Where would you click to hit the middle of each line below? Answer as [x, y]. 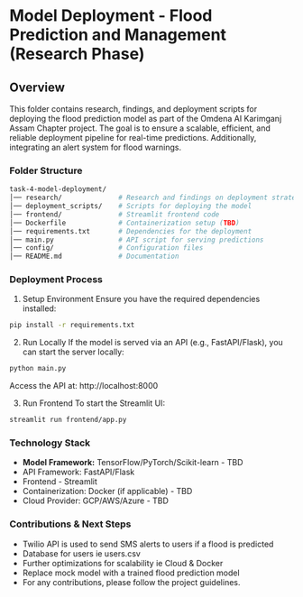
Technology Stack [50, 443]
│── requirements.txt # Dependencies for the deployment [131, 231]
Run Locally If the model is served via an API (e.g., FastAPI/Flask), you [153, 343]
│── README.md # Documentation [94, 257]
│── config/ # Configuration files [106, 248]
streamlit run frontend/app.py [68, 420]
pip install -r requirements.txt [72, 326]
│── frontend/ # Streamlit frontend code [115, 214]
